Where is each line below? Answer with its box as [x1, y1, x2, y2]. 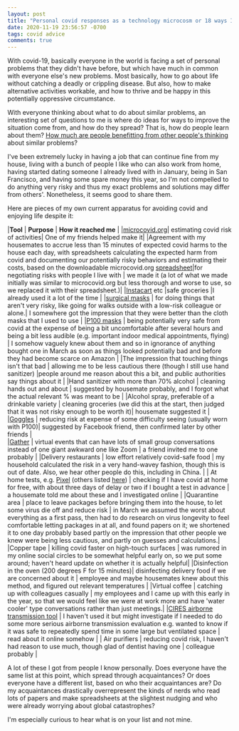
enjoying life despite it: [7, 212, 74, 220]
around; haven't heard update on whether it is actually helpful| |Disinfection [7, 559, 229, 568]
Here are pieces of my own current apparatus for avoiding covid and [7, 204, 208, 213]
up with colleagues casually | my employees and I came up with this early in [7, 589, 230, 598]
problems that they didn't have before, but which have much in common [7, 64, 219, 73]
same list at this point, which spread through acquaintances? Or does [7, 671, 211, 680]
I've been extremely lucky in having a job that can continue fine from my [7, 153, 219, 161]
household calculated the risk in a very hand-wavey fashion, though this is [7, 461, 225, 469]
